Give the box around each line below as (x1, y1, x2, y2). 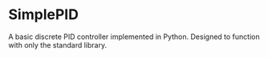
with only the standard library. (8, 40, 107, 49)
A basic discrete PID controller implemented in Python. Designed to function (8, 32, 260, 41)
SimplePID (8, 6, 79, 24)
